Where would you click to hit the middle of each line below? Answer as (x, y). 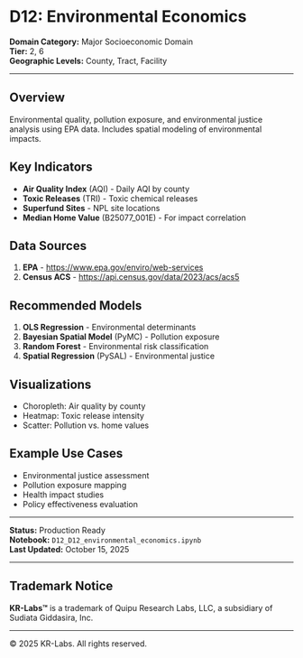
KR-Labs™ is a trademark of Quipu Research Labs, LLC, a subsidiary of (141, 607)
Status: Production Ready (58, 530)
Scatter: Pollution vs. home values (86, 425)
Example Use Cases (66, 454)
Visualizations (50, 384)
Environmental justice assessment (86, 475)
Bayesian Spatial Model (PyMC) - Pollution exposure (121, 337)
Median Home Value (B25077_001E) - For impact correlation (134, 218)
